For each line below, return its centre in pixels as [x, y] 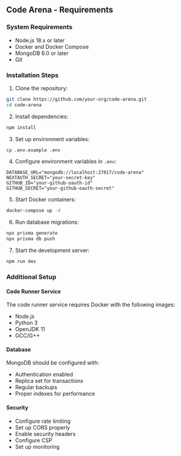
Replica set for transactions [49, 381]
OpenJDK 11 [30, 329]
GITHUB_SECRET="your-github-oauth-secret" [60, 188]
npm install [21, 127]
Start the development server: [52, 250]
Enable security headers [45, 434]
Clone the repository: [41, 88]
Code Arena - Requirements [60, 10]
